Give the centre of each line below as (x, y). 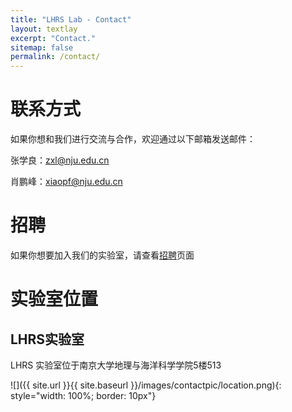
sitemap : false (42, 47)
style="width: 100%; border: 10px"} (83, 395)
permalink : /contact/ (55, 57)
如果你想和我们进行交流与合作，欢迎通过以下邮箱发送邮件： (133, 139)
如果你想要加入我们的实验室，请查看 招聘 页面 (102, 255)
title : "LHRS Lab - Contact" (71, 19)
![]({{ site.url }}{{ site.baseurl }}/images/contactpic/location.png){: (146, 385)
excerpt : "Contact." (53, 38)
